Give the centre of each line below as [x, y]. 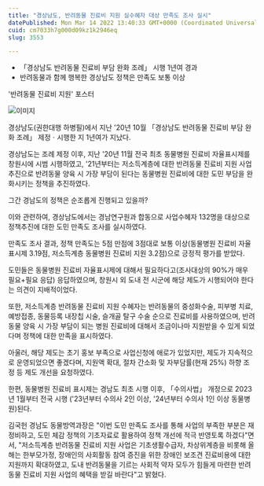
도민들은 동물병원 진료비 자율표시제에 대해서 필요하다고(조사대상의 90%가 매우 [128, 270]
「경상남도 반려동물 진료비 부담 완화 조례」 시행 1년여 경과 [108, 68]
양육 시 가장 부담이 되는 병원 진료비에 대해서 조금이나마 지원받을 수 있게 [132, 326]
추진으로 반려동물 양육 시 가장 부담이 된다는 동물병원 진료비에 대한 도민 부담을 [126, 174]
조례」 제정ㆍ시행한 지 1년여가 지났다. [73, 138]
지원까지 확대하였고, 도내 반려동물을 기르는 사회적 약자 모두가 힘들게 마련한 [123, 465]
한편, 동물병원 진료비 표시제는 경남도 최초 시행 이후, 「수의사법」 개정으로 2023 [130, 389]
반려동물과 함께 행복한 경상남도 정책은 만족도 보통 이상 [103, 77]
